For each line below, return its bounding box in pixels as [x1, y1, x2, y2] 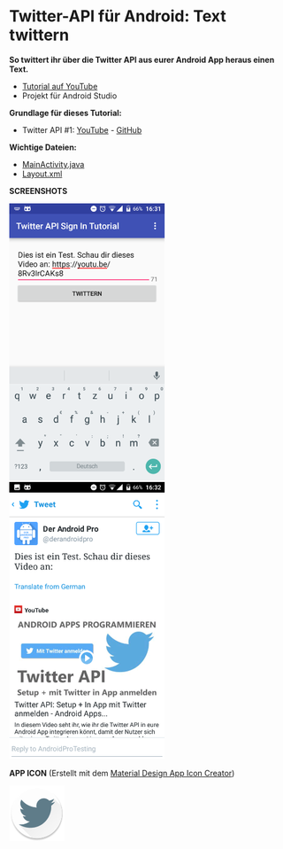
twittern [9, 25, 69, 45]
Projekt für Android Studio [21, 90, 118, 101]
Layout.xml [21, 168, 63, 179]
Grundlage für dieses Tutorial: [9, 107, 122, 118]
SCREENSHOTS [9, 185, 68, 196]
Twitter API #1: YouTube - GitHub [21, 124, 142, 135]
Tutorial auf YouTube [21, 81, 98, 91]
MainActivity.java [21, 159, 85, 169]
